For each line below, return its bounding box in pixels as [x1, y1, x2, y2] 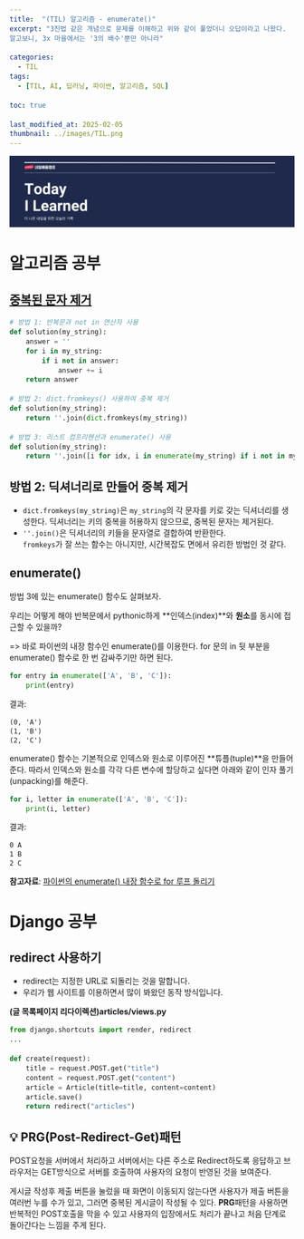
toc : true [9, 101, 47, 110]
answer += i [57, 365, 103, 375]
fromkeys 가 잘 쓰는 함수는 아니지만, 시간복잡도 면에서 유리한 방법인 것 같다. [22, 539, 287, 550]
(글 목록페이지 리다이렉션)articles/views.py [9, 1006, 167, 1017]
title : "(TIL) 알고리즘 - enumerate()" [9, 15, 157, 24]
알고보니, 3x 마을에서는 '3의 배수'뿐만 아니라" [9, 34, 164, 43]
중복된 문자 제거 [9, 292, 92, 307]
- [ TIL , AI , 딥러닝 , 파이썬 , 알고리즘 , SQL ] [17, 82, 169, 91]
